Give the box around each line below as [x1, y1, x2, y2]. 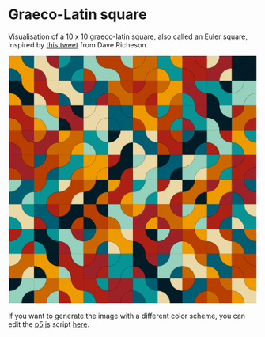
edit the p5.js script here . [8, 319, 89, 329]
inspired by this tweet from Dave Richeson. [8, 40, 149, 49]
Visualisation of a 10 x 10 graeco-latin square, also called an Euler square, [8, 32, 248, 41]
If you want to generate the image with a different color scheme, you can [8, 311, 246, 320]
